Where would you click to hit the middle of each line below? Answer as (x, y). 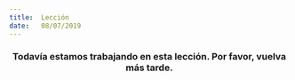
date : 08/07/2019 (45, 26)
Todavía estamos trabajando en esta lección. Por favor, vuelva (149, 57)
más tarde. (149, 68)
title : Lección (39, 17)
